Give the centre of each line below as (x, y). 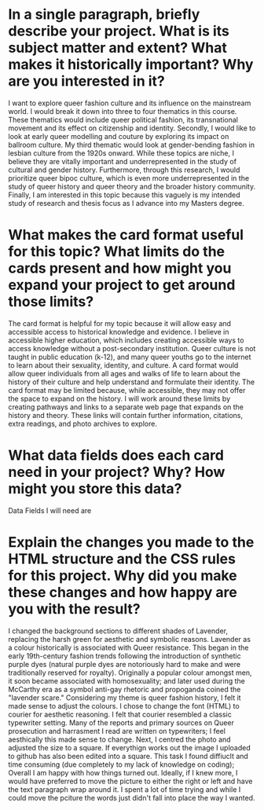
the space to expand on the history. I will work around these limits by (119, 398)
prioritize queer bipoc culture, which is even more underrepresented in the (129, 178)
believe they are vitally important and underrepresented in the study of (123, 161)
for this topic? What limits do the (117, 252)
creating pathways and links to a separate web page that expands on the (126, 407)
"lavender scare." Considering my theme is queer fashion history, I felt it (125, 698)
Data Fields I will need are (50, 510)
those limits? (51, 302)
